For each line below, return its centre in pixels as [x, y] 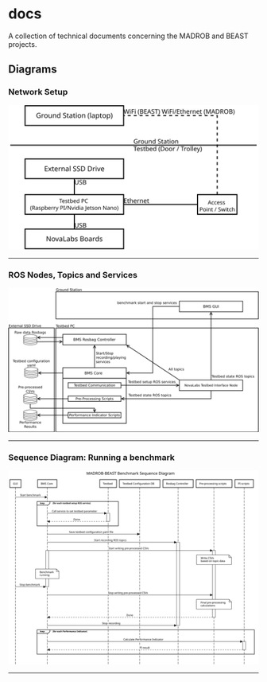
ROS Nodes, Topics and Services [73, 275]
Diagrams [33, 70]
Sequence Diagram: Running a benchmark [91, 457]
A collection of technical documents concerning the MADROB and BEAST [128, 36]
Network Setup [38, 92]
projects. [23, 44]
